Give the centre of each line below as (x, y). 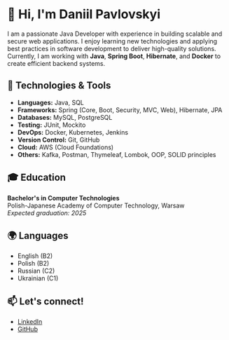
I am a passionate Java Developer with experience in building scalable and (115, 34)
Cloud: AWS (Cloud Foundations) (65, 147)
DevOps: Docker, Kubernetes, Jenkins (72, 132)
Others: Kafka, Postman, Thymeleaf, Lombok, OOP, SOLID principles (117, 154)
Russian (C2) (36, 271)
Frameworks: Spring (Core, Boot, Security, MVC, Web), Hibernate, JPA (120, 110)
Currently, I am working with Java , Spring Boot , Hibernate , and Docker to (114, 56)
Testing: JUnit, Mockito (51, 125)
